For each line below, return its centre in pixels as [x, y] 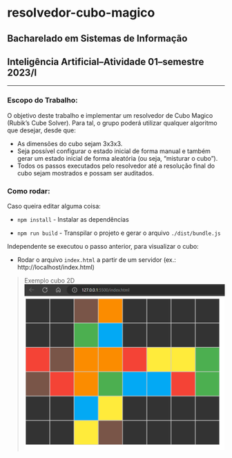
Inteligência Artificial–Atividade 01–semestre [106, 61]
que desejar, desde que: [41, 130]
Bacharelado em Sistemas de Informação [97, 38]
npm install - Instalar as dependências [73, 219]
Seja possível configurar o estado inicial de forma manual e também [114, 151]
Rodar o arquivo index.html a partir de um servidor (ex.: [96, 259]
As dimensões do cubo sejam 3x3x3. [70, 143]
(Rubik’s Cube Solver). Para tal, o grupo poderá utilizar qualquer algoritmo [112, 123]
